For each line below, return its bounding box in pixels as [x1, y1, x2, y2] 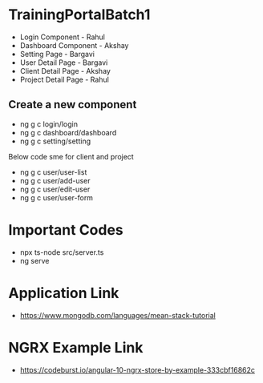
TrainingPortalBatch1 [8, 6, 151, 24]
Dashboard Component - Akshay [19, 40, 129, 50]
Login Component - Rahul [19, 32, 106, 42]
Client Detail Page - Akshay [19, 66, 111, 75]
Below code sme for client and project [8, 151, 134, 161]
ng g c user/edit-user [19, 184, 91, 194]
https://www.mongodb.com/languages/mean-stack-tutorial [19, 310, 216, 320]
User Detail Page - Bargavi [19, 58, 108, 67]
